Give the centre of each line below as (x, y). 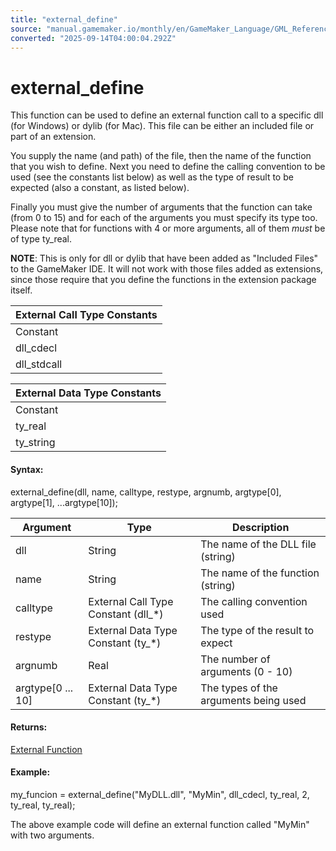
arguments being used (253, 700)
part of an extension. (53, 137)
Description (260, 527)
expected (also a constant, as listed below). (100, 188)
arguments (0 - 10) (246, 671)
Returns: (29, 727)
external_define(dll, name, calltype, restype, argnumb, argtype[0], (146, 492)
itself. (21, 290)
